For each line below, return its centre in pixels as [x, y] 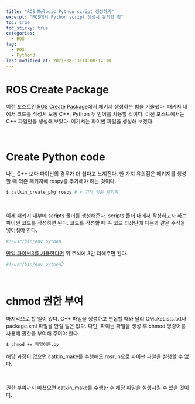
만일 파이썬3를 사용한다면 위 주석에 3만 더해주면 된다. [67, 254]
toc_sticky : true [27, 28]
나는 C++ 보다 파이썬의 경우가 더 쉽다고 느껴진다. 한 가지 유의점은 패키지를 [91, 174]
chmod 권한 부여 [45, 302]
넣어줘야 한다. [22, 230]
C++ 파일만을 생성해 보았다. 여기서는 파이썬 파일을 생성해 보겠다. [80, 122]
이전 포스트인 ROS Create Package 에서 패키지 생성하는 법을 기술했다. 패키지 [94, 107]
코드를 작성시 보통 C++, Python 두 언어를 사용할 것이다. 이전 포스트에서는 [101, 114]
